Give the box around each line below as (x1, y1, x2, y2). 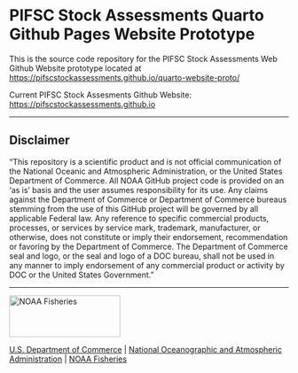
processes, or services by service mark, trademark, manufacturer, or (9, 222, 261, 233)
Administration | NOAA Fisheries (9, 354, 127, 364)
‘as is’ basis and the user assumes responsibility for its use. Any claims (9, 184, 269, 195)
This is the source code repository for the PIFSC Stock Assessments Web (9, 53, 278, 64)
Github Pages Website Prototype (9, 24, 255, 44)
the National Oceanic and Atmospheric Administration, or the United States (9, 166, 283, 176)
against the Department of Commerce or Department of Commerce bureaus (9, 194, 287, 205)
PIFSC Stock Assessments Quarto (9, 5, 264, 26)
